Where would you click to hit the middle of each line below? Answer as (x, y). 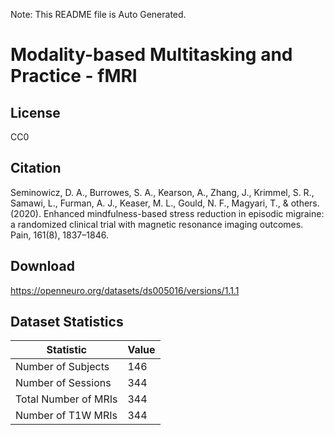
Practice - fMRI (74, 76)
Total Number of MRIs (66, 399)
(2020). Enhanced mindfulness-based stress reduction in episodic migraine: (167, 213)
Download (42, 266)
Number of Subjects (62, 367)
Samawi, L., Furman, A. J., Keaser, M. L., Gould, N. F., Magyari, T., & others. (165, 203)
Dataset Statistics (67, 322)
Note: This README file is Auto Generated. (98, 14)
